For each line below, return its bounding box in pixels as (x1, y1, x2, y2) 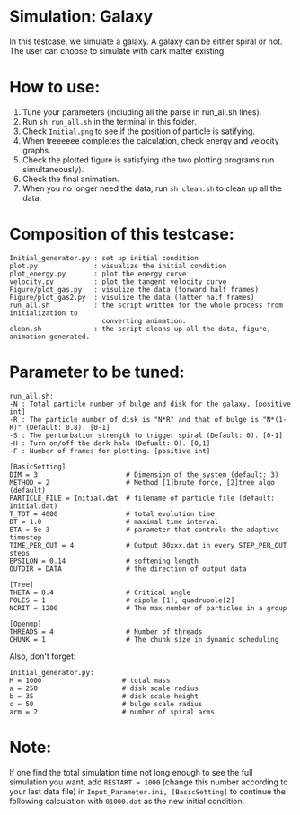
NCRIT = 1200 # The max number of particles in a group (9, 603, 287, 612)
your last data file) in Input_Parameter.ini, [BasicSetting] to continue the (9, 785, 286, 796)
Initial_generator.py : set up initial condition (9, 253, 199, 262)
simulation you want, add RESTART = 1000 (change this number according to (9, 776, 288, 787)
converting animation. (101, 316, 187, 325)
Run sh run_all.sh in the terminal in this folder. (22, 116, 197, 127)
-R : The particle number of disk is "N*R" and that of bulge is (9, 415, 259, 424)
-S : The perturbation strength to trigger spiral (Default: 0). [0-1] (9, 431, 283, 440)
